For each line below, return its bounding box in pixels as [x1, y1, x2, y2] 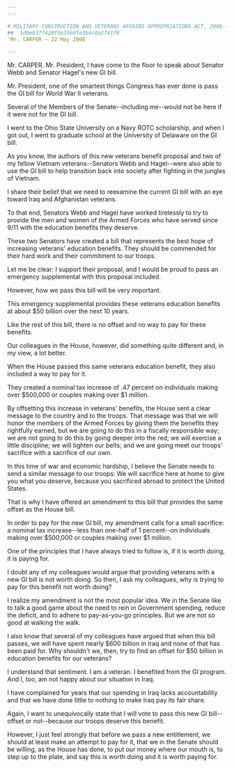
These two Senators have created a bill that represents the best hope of [7, 237, 214, 245]
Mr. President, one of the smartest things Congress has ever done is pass [7, 82, 218, 91]
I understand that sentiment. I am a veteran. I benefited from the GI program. [7, 668, 226, 676]
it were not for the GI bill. [7, 110, 78, 118]
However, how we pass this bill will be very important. [7, 286, 162, 295]
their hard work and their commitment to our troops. [7, 252, 157, 260]
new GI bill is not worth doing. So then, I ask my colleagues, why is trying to [7, 576, 224, 584]
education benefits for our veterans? [7, 654, 112, 663]
